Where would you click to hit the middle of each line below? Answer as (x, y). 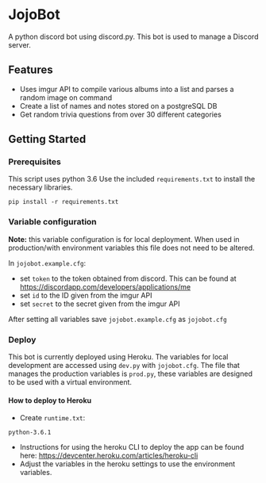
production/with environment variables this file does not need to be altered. (132, 247)
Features (31, 70)
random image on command (66, 98)
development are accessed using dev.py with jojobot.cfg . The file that (124, 366)
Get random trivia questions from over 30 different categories (121, 114)
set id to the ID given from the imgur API (86, 295)
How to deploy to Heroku (50, 400)
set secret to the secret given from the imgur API (100, 304)
